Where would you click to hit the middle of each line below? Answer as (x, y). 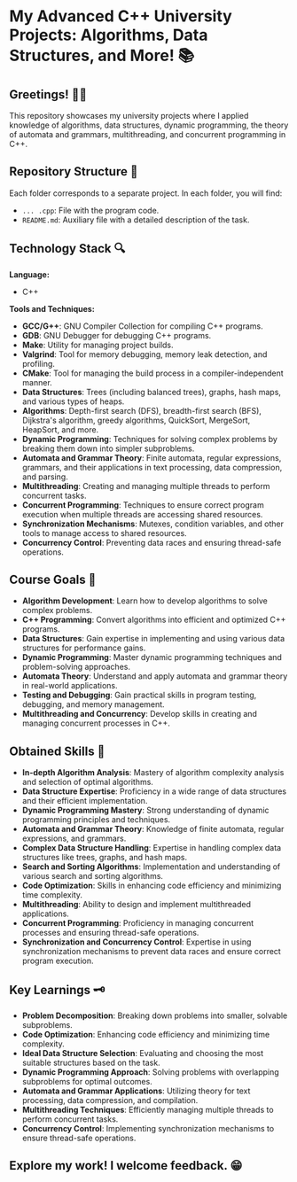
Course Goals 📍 (53, 580)
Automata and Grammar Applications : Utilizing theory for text (136, 1091)
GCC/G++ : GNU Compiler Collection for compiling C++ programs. (142, 326)
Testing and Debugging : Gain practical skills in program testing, (139, 695)
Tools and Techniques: (52, 308)
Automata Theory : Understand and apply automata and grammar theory (155, 676)
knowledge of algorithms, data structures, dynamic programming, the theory (149, 125)
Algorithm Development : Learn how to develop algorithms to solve (145, 601)
